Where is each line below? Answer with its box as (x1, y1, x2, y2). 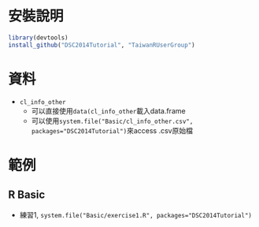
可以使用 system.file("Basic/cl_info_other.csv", (31, 116, 194, 125)
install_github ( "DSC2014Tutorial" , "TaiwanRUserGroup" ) (8, 41, 195, 49)
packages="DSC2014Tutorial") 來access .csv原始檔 (31, 125, 193, 135)
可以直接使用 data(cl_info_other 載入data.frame (31, 106, 187, 115)
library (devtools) (8, 33, 68, 42)
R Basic (8, 188, 46, 202)
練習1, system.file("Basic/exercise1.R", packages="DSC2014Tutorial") (19, 210, 252, 219)
